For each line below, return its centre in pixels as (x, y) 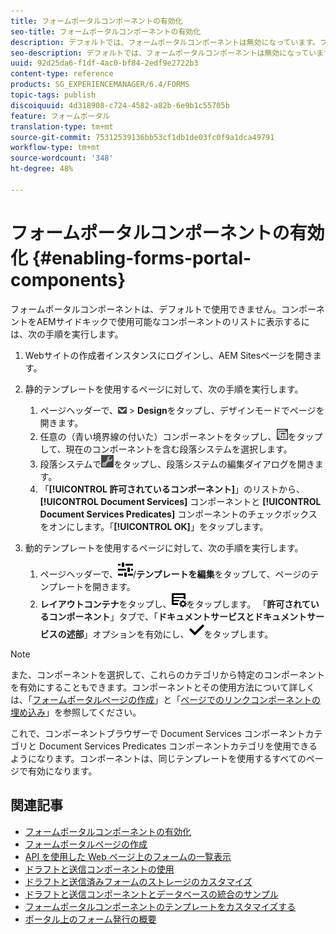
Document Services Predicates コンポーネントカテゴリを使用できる (178, 746)
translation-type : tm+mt (62, 126)
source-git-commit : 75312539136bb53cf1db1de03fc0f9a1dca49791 (142, 137)
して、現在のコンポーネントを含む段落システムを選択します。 (166, 449)
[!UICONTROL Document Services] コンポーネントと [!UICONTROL (180, 501)
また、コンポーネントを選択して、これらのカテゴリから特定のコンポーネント (167, 674)
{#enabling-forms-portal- (141, 257)
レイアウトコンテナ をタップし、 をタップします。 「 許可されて (175, 604)
